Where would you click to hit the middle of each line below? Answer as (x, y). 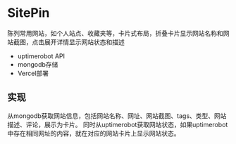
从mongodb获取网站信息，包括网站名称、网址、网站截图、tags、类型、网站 (117, 116)
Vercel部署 (33, 73)
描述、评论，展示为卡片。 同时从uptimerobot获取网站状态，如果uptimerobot (118, 124)
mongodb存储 (38, 64)
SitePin (29, 13)
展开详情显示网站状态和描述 (84, 42)
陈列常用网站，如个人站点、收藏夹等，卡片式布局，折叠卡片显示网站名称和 (115, 33)
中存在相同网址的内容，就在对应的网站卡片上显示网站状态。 (94, 133)
